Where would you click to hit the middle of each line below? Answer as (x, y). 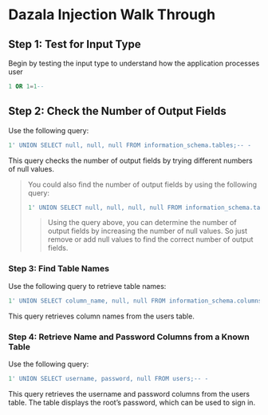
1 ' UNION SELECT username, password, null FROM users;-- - (108, 378)
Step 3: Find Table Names (59, 269)
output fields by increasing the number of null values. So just (148, 231)
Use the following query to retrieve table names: (87, 286)
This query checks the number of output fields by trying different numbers (130, 160)
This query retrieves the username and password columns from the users (129, 393)
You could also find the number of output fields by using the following (142, 184)
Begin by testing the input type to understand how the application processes (134, 63)
